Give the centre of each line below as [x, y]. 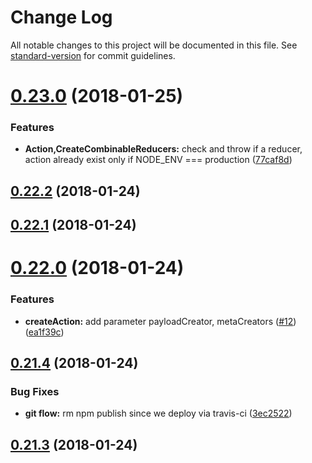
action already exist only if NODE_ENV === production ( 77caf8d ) [158, 160]
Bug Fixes [35, 391]
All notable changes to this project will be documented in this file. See [154, 45]
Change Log [61, 17]
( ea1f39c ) [44, 332]
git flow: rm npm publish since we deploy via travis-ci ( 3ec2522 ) [158, 413]
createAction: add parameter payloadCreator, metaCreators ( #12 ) [160, 321]
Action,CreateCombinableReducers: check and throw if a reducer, [163, 149]
